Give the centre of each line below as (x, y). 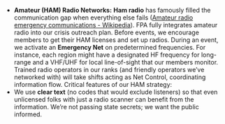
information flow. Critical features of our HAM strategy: (93, 84)
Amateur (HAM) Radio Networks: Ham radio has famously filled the (112, 10)
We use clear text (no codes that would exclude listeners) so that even (116, 92)
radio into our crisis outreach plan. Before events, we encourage (106, 32)
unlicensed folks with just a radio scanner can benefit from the (104, 99)
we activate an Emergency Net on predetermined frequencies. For (110, 47)
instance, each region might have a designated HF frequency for (107, 55)
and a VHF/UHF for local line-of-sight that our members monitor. (125, 62)
